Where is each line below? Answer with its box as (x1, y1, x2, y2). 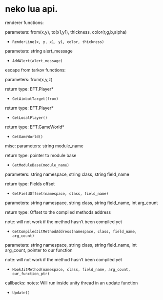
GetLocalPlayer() (12, 115, 48, 120)
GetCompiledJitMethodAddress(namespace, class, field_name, (12, 229, 137, 234)
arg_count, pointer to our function (5, 247, 73, 253)
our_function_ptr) (12, 271, 50, 276)
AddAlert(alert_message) (12, 58, 63, 63)
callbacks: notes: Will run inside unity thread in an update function (5, 280, 138, 286)
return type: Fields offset (5, 181, 55, 186)
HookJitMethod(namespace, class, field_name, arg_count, (12, 267, 131, 272)
